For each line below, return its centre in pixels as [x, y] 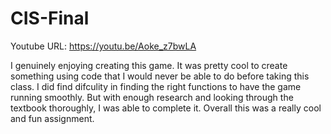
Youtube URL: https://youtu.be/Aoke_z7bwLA [103, 46]
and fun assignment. [52, 118]
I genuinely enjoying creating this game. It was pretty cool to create [149, 65]
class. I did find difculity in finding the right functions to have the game [156, 86]
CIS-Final [50, 18]
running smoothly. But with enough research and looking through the [152, 97]
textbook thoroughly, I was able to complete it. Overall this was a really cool [166, 108]
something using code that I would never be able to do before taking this [160, 76]
